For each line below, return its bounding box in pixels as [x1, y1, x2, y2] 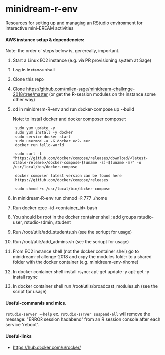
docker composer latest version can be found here [15, 173, 122, 178]
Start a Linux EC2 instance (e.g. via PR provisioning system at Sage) [12, 57, 152, 63]
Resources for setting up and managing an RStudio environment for [5, 20, 143, 26]
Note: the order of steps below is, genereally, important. [5, 48, 120, 54]
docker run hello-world [15, 143, 64, 148]
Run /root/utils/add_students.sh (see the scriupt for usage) [12, 229, 132, 235]
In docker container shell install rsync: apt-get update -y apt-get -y [12, 269, 150, 275]
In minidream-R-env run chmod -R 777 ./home [12, 195, 108, 201]
